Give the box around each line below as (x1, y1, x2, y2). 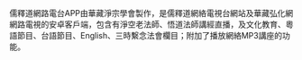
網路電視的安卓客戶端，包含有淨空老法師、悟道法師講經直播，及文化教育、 (9, 19, 286, 30)
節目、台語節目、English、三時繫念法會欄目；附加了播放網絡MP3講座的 (16, 30, 282, 40)
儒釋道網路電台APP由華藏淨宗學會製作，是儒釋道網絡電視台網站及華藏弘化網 (9, 8, 294, 18)
